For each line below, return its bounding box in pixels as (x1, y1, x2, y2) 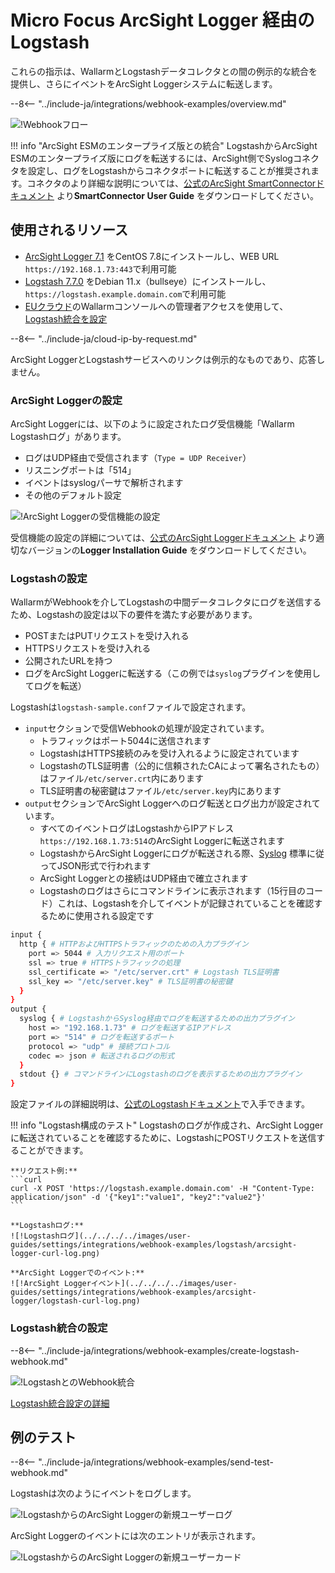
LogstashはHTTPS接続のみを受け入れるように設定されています (39, 747, 300, 760)
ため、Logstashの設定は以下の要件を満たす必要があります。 (10, 609, 258, 621)
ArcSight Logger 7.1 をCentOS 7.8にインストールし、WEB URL (24, 250, 280, 262)
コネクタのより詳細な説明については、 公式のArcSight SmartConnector (26, 177, 317, 189)
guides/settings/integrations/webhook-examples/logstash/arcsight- (10, 1240, 298, 1250)
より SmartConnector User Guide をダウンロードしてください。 (56, 189, 320, 201)
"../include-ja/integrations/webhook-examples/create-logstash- (38, 1344, 300, 1356)
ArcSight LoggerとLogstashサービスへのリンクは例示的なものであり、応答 (10, 353, 317, 365)
